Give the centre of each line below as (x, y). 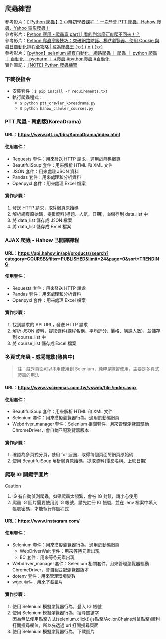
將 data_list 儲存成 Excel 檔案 (42, 227)
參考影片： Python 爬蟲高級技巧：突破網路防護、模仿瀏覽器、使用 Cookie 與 (82, 40)
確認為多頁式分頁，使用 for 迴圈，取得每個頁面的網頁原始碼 (73, 455)
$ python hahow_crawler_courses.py (56, 109)
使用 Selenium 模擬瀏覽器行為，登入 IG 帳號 (57, 606)
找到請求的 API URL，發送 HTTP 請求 (50, 324)
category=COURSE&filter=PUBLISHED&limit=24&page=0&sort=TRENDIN (82, 259)
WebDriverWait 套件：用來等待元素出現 (60, 551)
